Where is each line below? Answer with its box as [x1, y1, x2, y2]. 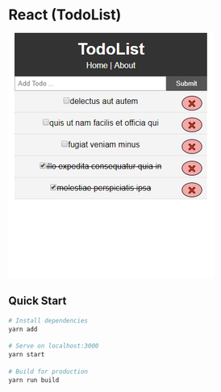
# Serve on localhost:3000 [8, 342, 99, 350]
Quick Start [8, 294, 67, 308]
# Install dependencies [8, 316, 89, 324]
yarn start [8, 351, 45, 359]
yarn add [8, 325, 38, 333]
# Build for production [8, 368, 89, 376]
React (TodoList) [8, 6, 122, 24]
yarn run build [8, 376, 60, 384]
